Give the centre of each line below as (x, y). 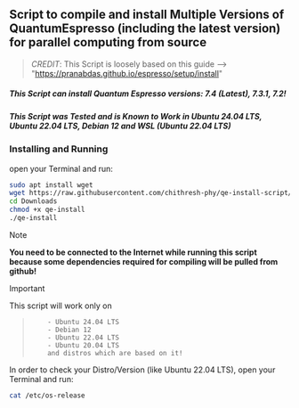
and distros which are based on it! (115, 353)
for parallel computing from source (108, 42)
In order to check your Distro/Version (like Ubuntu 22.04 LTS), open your (142, 370)
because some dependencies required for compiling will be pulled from (144, 261)
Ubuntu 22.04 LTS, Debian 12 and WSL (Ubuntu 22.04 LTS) (120, 126)
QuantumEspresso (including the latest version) (145, 29)
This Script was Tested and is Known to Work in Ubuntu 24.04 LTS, (136, 116)
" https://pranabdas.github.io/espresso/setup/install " (127, 73)
